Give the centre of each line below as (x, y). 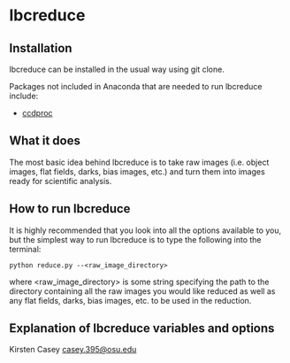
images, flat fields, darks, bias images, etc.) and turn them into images (137, 171)
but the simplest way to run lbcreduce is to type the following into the (135, 239)
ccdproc (37, 113)
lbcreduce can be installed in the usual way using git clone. (117, 69)
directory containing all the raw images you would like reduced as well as (142, 291)
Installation (41, 48)
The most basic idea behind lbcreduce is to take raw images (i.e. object (139, 162)
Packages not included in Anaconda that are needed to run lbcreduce (136, 86)
